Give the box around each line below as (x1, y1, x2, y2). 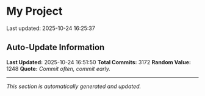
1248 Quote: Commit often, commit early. (6, 65, 111, 72)
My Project (6, 4, 63, 18)
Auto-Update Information (6, 42, 105, 53)
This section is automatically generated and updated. (6, 83, 142, 90)
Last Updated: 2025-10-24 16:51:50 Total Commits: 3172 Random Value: (6, 58, 191, 65)
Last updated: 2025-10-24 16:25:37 (6, 24, 96, 32)
